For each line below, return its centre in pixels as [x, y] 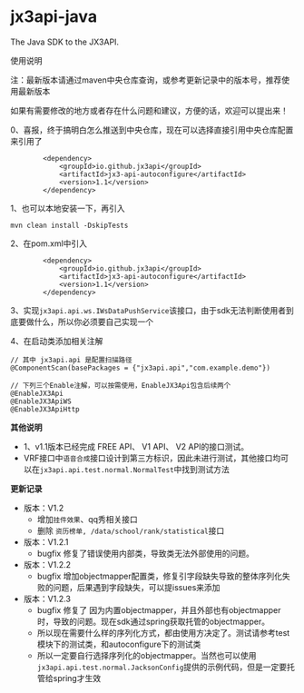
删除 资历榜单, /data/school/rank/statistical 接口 [131, 530]
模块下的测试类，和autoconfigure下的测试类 [119, 644]
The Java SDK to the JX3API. [65, 42]
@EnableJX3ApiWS [41, 401]
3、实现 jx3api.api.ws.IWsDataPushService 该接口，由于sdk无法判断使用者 [148, 310]
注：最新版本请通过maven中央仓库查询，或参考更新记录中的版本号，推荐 [146, 80]
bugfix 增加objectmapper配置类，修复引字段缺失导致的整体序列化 [159, 576]
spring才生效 [77, 678]
